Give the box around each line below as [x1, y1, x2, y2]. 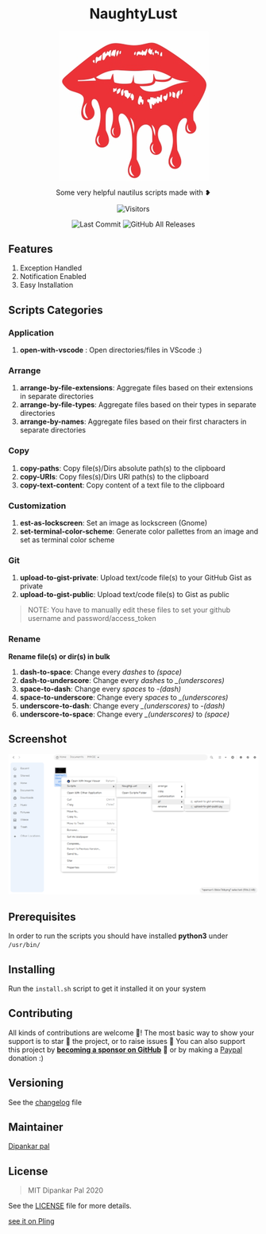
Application [8, 327, 54, 338]
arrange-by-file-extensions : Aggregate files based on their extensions [19, 383, 253, 393]
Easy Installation [19, 280, 74, 290]
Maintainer [8, 1120, 64, 1134]
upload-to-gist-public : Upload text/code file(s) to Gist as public [19, 590, 230, 600]
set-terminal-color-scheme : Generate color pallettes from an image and [19, 526, 259, 536]
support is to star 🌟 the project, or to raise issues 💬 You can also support [8, 1036, 245, 1046]
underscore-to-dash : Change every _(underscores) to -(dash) [19, 700, 226, 710]
